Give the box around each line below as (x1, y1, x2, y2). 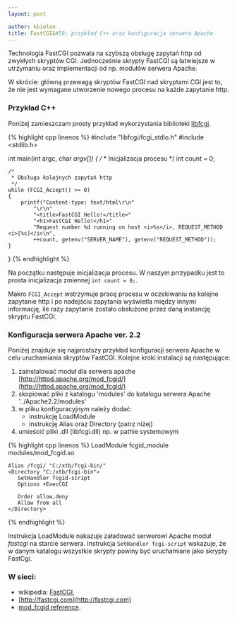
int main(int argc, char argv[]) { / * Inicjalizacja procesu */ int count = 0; (8, 154, 216, 163)
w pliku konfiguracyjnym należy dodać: (18, 404, 133, 413)
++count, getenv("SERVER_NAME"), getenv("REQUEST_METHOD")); (33, 236, 217, 243)
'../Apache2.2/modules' (18, 397, 87, 406)
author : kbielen (8, 23, 56, 30)
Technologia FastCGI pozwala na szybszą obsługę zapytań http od (8, 49, 202, 57)
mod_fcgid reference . (18, 603, 81, 612)
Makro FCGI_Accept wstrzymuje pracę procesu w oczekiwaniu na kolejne (8, 290, 219, 298)
